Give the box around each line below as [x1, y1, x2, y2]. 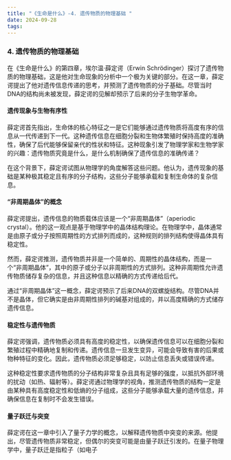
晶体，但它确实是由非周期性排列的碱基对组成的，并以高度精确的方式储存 [19, 295, 224, 303]
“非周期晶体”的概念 [7, 197, 63, 206]
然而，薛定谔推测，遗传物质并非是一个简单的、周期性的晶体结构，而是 [7, 255, 206, 263]
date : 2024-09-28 [7, 17, 57, 23]
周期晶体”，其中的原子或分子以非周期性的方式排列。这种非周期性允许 [21, 263, 218, 272]
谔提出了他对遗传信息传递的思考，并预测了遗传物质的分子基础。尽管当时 [7, 80, 212, 89]
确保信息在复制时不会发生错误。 [7, 395, 98, 403]
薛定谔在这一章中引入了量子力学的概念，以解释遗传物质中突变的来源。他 [7, 428, 212, 437]
